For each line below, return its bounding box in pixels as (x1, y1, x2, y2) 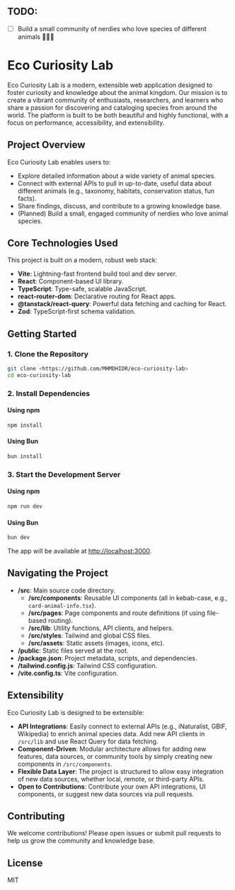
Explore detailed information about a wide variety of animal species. (17, 171, 216, 180)
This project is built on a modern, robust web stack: (7, 256, 158, 264)
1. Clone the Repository (7, 349, 88, 359)
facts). (17, 194, 37, 203)
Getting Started (7, 327, 77, 339)
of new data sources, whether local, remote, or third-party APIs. (17, 774, 205, 783)
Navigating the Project (7, 567, 108, 580)
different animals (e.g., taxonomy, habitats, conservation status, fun (17, 186, 214, 195)
